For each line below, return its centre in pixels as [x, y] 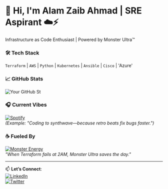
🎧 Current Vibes [26, 105]
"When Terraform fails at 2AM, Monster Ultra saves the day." [68, 154]
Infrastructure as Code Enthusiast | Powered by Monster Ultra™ [70, 39]
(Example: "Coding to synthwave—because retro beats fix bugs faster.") [80, 123]
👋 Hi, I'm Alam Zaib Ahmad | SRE [74, 11]
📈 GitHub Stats [24, 79]
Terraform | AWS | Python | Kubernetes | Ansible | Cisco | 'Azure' [69, 65]
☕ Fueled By [20, 136]
